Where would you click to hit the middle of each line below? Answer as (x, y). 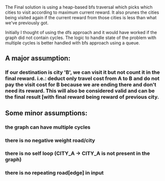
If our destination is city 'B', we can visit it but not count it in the (82, 72)
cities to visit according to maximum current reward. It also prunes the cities (82, 12)
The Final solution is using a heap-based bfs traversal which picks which (79, 7)
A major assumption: (38, 58)
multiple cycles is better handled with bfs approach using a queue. (73, 43)
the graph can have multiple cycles (48, 127)
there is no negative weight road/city (50, 140)
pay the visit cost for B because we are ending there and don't (81, 85)
